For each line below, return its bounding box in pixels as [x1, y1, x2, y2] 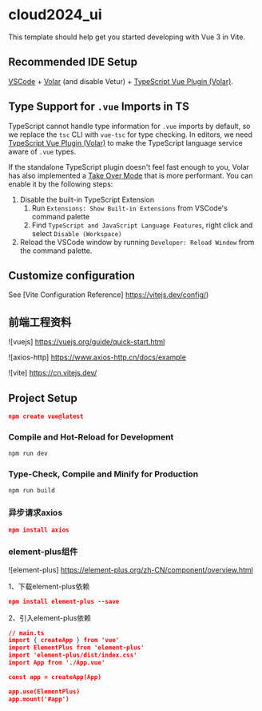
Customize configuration [8, 268, 136, 282]
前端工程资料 [8, 315, 72, 329]
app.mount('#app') [8, 695, 69, 703]
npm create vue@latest [8, 412, 84, 420]
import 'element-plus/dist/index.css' [8, 651, 137, 660]
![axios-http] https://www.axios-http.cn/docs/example [8, 352, 186, 362]
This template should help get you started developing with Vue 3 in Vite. [8, 32, 246, 42]
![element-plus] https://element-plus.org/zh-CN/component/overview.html [8, 564, 253, 574]
